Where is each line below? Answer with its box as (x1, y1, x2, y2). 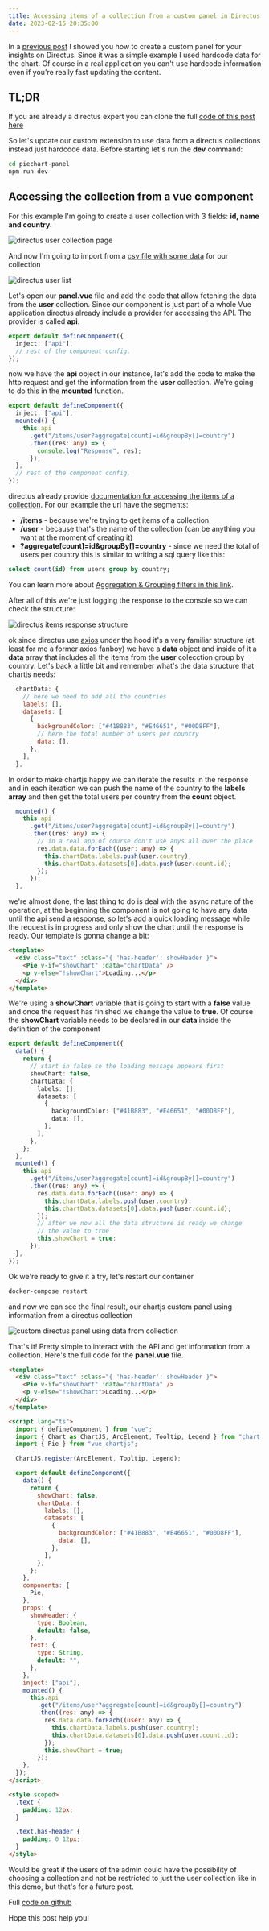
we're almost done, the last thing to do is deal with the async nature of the (8, 897, 254, 906)
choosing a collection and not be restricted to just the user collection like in (8, 1873, 257, 1883)
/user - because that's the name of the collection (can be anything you (19, 524, 255, 533)
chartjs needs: (8, 669, 56, 679)
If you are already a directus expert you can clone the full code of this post (8, 112, 255, 122)
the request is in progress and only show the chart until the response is (8, 922, 243, 932)
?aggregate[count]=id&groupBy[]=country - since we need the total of (19, 541, 259, 550)
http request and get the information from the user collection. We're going (8, 378, 254, 387)
